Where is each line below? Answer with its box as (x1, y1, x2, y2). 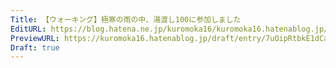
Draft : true (10, 42, 60, 53)
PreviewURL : (10, 33, 60, 43)
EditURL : (10, 24, 47, 34)
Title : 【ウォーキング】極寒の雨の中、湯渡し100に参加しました (10, 14, 242, 25)
